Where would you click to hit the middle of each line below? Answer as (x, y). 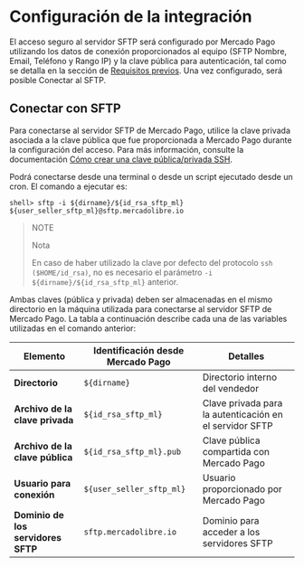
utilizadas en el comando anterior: (73, 328)
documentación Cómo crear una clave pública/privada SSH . (121, 159)
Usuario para (43, 483)
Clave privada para (242, 402)
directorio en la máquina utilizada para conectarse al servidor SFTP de (141, 308)
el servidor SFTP (237, 425)
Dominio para (231, 520)
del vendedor (231, 388)
